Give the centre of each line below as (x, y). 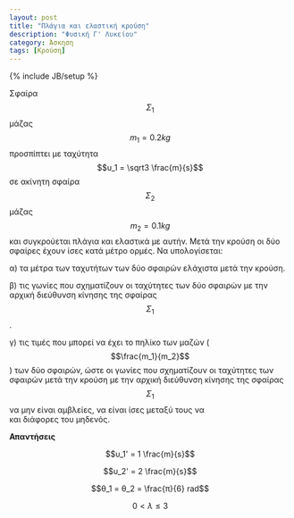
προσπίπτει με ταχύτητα (54, 154)
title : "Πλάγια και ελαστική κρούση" (80, 26)
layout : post (34, 17)
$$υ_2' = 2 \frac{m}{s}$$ (150, 471)
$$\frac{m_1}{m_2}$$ (150, 356)
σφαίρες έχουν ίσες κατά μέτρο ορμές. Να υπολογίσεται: (116, 251)
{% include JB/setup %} (54, 76)
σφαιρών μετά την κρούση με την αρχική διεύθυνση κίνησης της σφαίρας (147, 380)
